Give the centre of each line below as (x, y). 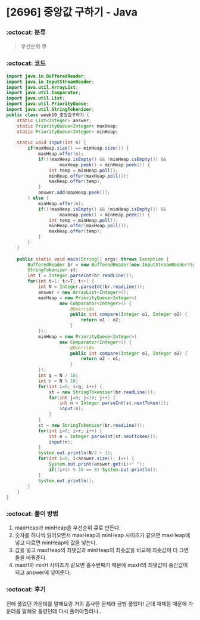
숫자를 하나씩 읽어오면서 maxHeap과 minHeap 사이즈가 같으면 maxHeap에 (102, 535)
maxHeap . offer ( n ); (61, 154)
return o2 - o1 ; (101, 359)
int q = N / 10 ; (58, 376)
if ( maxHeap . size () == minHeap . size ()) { (78, 148)
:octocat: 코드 (26, 63)
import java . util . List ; (36, 98)
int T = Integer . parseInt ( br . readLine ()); (81, 276)
